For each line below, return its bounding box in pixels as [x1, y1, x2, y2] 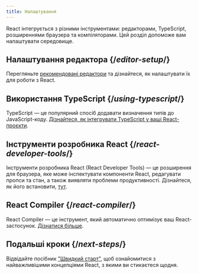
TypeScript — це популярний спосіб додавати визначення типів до [6, 109, 174, 117]
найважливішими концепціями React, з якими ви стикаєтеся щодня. [6, 261, 178, 268]
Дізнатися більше [37, 222, 83, 229]
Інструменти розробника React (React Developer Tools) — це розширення [6, 164, 192, 172]
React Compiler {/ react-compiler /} [6, 200, 136, 210]
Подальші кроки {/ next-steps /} [6, 239, 126, 249]
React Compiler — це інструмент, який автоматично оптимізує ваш [6, 215, 174, 223]
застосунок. [6, 222, 37, 229]
